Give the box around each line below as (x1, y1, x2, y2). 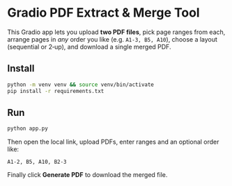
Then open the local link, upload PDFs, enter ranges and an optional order (7, 137, 219, 146)
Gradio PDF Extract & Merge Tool (7, 5, 200, 21)
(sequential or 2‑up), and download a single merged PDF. (7, 42, 171, 51)
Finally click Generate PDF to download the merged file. (7, 171, 168, 179)
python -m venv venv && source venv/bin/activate (7, 81, 155, 88)
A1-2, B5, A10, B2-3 (7, 158, 68, 166)
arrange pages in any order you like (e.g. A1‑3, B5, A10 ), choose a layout (7, 35, 218, 43)
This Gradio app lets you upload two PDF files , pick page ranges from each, (7, 28, 226, 36)
